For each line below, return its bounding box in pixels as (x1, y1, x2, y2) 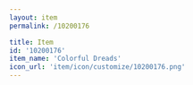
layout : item (9, 13, 58, 22)
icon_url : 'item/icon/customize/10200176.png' (9, 63, 186, 72)
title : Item (9, 38, 54, 47)
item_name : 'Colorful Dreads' (9, 55, 122, 64)
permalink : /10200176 (9, 21, 90, 30)
